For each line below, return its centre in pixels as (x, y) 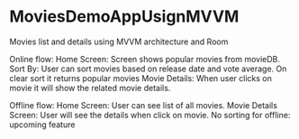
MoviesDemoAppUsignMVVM (124, 17)
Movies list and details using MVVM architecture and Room (119, 42)
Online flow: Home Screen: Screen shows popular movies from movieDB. (145, 59)
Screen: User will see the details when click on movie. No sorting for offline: (150, 115)
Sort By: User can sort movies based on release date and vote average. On (148, 69)
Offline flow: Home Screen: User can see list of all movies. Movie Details (143, 105)
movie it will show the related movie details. (90, 88)
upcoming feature (42, 125)
